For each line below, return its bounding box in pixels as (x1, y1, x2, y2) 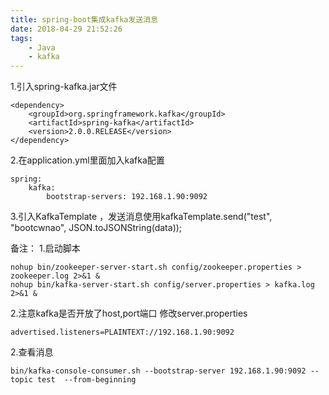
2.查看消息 (10, 346, 54, 358)
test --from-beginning (36, 375, 137, 385)
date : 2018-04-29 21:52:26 (10, 24, 123, 34)
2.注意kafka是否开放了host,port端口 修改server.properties (10, 307, 248, 320)
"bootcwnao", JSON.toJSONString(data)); (10, 222, 183, 234)
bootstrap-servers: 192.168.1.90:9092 (46, 192, 208, 202)
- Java (28, 42, 56, 53)
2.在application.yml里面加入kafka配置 (10, 154, 165, 166)
